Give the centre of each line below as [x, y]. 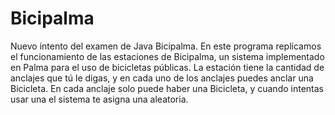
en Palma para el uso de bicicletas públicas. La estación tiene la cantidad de [167, 67]
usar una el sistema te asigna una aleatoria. [99, 99]
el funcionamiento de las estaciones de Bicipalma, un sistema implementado [167, 56]
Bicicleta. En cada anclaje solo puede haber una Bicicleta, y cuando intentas [167, 88]
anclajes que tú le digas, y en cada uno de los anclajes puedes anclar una [162, 78]
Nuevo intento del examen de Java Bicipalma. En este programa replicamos [166, 46]
